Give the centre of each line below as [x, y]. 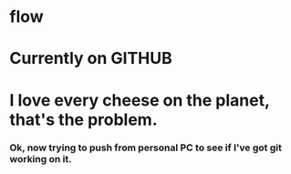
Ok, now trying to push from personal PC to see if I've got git [146, 148]
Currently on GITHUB [91, 59]
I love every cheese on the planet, [140, 100]
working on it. [41, 159]
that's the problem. [83, 119]
